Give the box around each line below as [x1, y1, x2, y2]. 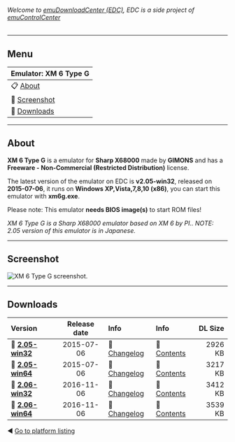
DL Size [198, 324, 225, 334]
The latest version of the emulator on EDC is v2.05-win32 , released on [7, 177, 212, 185]
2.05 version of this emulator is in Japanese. [7, 226, 136, 234]
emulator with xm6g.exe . [7, 192, 80, 200]
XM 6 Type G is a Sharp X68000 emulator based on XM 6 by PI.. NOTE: [7, 219, 214, 227]
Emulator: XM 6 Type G [10, 69, 90, 78]
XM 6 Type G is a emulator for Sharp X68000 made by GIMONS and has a [7, 156, 224, 164]
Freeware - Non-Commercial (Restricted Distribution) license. [7, 163, 190, 171]
